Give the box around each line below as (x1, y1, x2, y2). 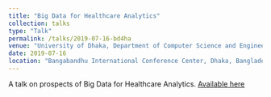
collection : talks (8, 19, 70, 27)
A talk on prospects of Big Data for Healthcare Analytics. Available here (8, 78, 245, 89)
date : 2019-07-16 (8, 49, 67, 57)
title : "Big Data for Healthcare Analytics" (8, 11, 161, 20)
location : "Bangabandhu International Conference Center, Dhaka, (8, 57, 232, 65)
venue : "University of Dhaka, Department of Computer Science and (8, 42, 236, 50)
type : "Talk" (8, 27, 52, 35)
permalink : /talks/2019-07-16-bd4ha (8, 34, 131, 43)
